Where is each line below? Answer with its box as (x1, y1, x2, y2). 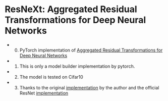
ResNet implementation (19, 90, 69, 96)
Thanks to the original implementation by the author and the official (19, 84, 159, 90)
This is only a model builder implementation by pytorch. (19, 63, 135, 69)
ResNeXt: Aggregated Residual (5, 4, 137, 15)
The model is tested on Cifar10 (19, 74, 84, 80)
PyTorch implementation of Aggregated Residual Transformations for (19, 47, 163, 53)
